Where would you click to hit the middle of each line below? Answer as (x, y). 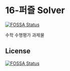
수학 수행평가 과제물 (25, 35)
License (18, 51)
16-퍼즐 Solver (35, 10)
